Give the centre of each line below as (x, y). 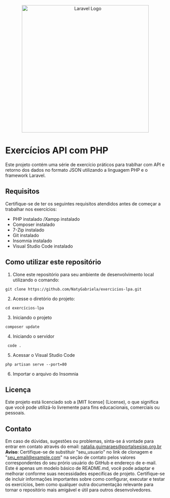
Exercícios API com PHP (57, 151)
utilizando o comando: (36, 280)
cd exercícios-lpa (25, 308)
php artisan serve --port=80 (36, 364)
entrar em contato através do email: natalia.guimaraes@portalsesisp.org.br (83, 447)
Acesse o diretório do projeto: (44, 299)
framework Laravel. (26, 175)
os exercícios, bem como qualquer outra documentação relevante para (79, 485)
